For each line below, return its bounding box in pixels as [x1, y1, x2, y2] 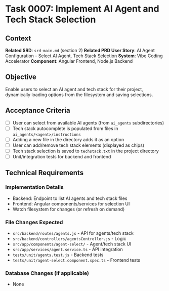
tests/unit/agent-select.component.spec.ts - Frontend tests [12, 257, 141, 263]
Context [5, 34, 31, 43]
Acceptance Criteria [5, 106, 70, 115]
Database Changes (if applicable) [5, 269, 90, 276]
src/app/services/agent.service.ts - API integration [12, 246, 123, 252]
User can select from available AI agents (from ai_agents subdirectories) [12, 119, 164, 126]
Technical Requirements [5, 169, 84, 177]
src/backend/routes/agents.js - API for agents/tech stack [12, 230, 134, 236]
